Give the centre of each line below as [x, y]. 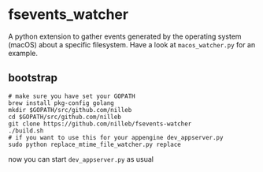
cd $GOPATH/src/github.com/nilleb [65, 117]
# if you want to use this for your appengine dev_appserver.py [116, 137]
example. [23, 53]
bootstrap [33, 78]
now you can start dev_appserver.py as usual [81, 159]
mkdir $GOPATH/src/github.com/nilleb [70, 110]
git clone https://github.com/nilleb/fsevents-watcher [100, 124]
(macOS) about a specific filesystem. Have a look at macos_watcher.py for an [132, 44]
